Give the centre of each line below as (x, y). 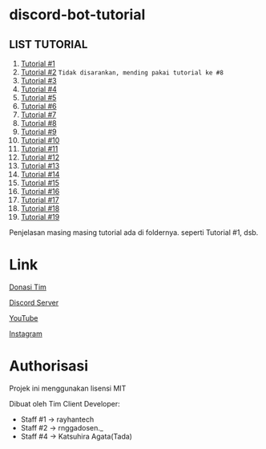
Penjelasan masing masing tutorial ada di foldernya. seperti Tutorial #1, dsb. (134, 233)
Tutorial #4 (38, 89)
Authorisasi (49, 366)
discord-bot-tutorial (77, 15)
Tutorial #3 (38, 81)
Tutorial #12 (40, 157)
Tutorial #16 (40, 191)
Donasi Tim (28, 287)
